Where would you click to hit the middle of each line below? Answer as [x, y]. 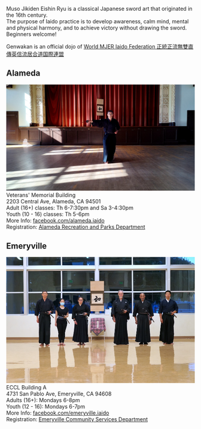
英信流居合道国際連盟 [37, 54]
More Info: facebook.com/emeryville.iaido [58, 413]
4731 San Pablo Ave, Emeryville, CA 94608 [59, 394]
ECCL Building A [26, 388]
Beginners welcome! [31, 34]
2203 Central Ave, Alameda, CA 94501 [54, 202]
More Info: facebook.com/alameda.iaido [55, 221]
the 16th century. [27, 15]
